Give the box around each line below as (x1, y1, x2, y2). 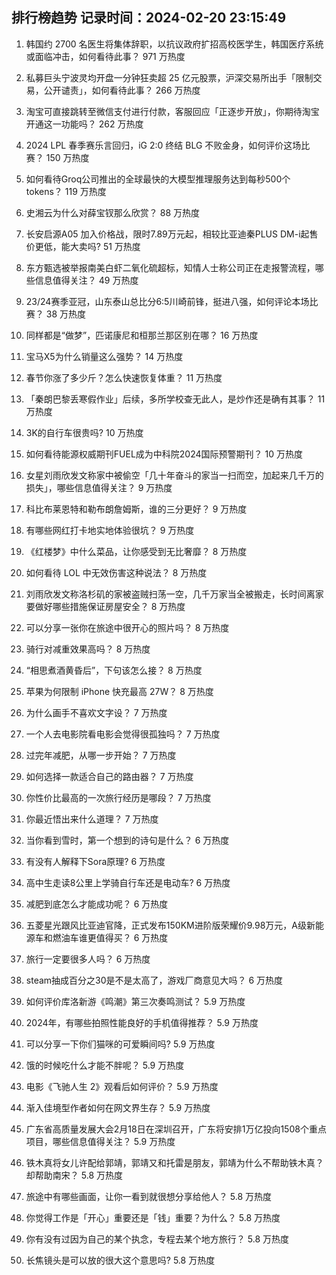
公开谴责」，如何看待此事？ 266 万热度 (43, 84, 201, 96)
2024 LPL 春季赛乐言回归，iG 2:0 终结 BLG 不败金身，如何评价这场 (25, 139, 302, 151)
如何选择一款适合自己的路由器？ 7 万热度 (25, 770, 194, 782)
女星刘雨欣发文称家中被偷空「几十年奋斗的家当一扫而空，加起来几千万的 (25, 469, 324, 481)
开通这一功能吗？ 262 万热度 (25, 118, 144, 130)
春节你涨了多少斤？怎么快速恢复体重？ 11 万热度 (25, 371, 223, 383)
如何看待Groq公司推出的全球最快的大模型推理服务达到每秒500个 (25, 173, 291, 185)
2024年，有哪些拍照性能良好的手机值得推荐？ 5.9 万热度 (25, 1016, 259, 1028)
